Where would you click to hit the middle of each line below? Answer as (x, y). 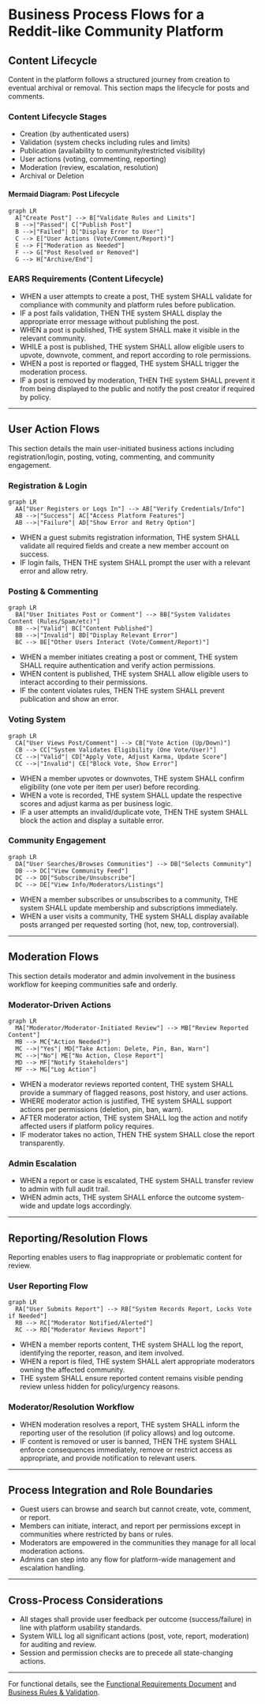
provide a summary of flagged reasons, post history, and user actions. (134, 1092)
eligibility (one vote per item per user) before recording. (110, 786)
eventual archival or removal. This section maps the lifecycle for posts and (129, 88)
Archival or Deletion (52, 176)
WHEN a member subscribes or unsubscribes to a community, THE (129, 899)
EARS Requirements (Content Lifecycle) (86, 279)
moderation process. (53, 371)
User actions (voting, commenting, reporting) (93, 159)
